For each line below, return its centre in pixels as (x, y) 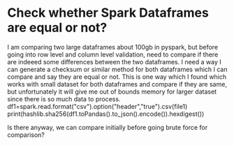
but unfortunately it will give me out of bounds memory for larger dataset (112, 92)
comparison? (26, 135)
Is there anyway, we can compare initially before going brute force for (108, 127)
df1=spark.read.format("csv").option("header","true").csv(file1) (97, 106)
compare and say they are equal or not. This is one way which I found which (117, 76)
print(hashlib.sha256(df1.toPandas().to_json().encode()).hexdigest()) (106, 114)
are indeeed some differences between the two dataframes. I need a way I (114, 61)
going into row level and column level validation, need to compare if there (113, 54)
